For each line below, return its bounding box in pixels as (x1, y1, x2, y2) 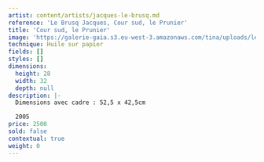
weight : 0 (8, 142, 41, 149)
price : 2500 (8, 121, 47, 128)
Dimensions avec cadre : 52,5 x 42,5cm (15, 99, 146, 106)
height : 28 (15, 70, 51, 77)
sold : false (8, 128, 47, 135)
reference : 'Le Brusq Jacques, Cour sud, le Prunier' (8, 19, 189, 27)
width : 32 (15, 77, 47, 85)
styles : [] (8, 56, 44, 63)
